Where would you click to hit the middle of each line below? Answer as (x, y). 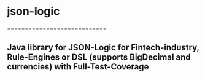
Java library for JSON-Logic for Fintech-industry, (103, 48)
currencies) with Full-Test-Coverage (78, 67)
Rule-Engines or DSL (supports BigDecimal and (99, 57)
